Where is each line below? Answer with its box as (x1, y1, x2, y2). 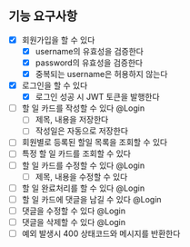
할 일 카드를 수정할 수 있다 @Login (21, 160, 145, 171)
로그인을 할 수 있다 (21, 80, 88, 91)
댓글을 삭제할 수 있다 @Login (21, 216, 126, 227)
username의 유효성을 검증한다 (35, 45, 145, 56)
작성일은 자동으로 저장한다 (35, 125, 129, 136)
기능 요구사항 (8, 8, 78, 25)
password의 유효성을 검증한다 (35, 57, 143, 68)
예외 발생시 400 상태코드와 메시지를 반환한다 (21, 228, 181, 239)
